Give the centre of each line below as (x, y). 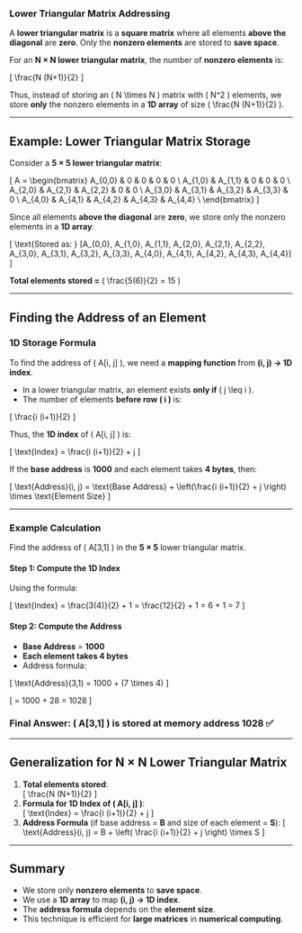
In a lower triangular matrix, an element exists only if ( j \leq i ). (138, 389)
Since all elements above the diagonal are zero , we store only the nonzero (147, 217)
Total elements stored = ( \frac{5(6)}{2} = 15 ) (95, 281)
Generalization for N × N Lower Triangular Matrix (148, 762)
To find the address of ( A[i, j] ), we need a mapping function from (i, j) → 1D (151, 362)
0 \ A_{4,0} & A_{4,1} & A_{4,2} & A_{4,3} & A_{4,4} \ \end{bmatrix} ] (134, 200)
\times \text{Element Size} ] (60, 496)
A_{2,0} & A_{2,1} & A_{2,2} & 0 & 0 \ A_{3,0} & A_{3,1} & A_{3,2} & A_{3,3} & (149, 190)
